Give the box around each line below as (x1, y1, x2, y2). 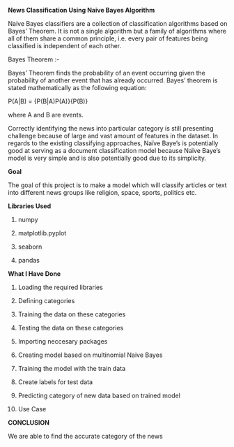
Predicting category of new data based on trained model (17, 391, 180, 400)
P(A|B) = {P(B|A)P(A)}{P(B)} (8, 97, 88, 105)
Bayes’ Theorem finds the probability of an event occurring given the (8, 69, 206, 77)
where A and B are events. (8, 111, 84, 119)
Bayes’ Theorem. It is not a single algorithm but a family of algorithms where (8, 27, 227, 35)
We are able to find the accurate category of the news (8, 432, 163, 440)
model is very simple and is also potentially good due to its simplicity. (8, 154, 206, 162)
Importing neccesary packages (17, 337, 108, 345)
